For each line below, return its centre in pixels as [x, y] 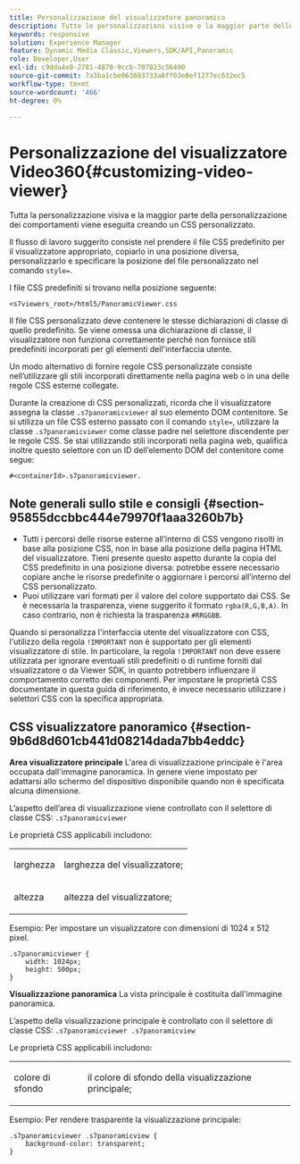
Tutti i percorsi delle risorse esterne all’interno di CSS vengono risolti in [153, 539]
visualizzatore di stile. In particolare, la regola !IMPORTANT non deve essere [145, 651]
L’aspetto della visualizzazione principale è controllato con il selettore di [141, 1020]
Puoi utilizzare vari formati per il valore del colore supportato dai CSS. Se [156, 596]
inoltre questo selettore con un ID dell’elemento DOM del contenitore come [146, 450]
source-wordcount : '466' [55, 92]
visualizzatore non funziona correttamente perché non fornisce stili [133, 339]
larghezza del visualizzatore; [124, 865]
